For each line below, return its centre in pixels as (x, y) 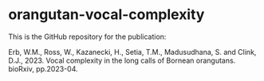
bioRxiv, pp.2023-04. (43, 68)
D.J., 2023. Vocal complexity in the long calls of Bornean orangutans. (122, 60)
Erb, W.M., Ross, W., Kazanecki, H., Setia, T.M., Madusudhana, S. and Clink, (132, 52)
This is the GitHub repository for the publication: (87, 37)
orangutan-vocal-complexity (106, 15)
